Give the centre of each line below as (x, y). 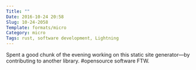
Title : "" (18, 11)
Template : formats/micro (36, 27)
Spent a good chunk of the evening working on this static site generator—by (98, 55)
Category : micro (26, 33)
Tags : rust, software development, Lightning (62, 38)
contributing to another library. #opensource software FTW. (78, 61)
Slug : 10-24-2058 (27, 22)
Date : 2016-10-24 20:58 (35, 17)
